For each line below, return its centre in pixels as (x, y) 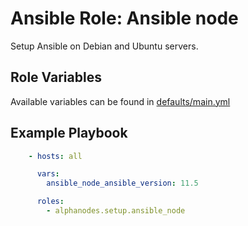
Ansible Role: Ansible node (124, 18)
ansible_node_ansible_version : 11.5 (122, 183)
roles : (50, 202)
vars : (48, 174)
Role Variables (56, 77)
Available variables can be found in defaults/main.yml (120, 101)
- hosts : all (55, 156)
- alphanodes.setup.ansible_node (116, 211)
